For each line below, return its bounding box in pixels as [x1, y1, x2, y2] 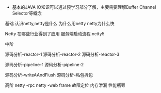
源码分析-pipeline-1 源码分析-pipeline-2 [5, 62, 84, 67]
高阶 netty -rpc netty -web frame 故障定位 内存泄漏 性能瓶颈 [5, 82, 126, 88]
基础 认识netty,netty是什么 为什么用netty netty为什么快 [5, 21, 115, 26]
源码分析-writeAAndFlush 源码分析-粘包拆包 [5, 72, 93, 77]
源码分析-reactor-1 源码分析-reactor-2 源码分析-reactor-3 [5, 51, 120, 57]
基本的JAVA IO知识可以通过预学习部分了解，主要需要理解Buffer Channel [12, 4, 156, 10]
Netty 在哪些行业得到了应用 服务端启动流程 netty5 [5, 31, 105, 36]
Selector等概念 [12, 10, 42, 16]
